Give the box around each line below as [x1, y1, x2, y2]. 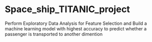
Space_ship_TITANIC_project [5, 4, 131, 15]
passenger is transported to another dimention [5, 31, 103, 37]
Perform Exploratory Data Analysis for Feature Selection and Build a [5, 20, 147, 26]
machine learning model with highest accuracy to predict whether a [5, 25, 147, 31]
